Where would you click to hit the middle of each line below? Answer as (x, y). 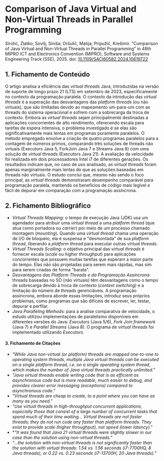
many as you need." (32, 401)
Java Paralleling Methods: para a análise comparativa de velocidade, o (83, 311)
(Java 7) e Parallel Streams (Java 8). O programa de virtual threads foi (83, 327)
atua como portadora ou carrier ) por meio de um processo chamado (81, 228)
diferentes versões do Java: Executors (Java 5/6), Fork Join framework (84, 321)
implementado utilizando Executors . (48, 332)
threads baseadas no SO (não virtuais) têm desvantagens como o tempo (85, 280)
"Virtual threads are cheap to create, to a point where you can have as (83, 396)
